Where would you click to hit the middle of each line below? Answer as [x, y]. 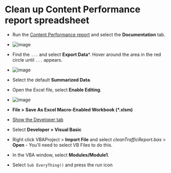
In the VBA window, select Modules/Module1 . [61, 155]
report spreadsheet [47, 20]
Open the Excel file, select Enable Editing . [57, 90]
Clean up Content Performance [73, 9]
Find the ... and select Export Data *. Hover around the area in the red [87, 54]
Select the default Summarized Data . [52, 80]
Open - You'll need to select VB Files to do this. [62, 145]
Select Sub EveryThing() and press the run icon [62, 165]
